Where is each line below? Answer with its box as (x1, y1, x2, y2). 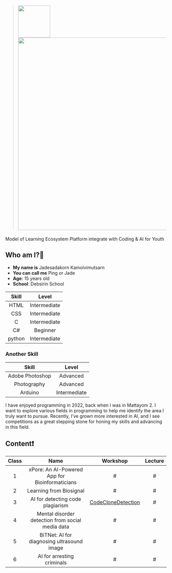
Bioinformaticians (35, 479, 77, 486)
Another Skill (5, 350, 38, 357)
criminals (45, 559, 67, 566)
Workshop (101, 457, 128, 464)
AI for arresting (37, 552, 74, 560)
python (8, 335, 25, 342)
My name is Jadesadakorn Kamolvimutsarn (12, 264, 105, 271)
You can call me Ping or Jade (12, 270, 75, 276)
